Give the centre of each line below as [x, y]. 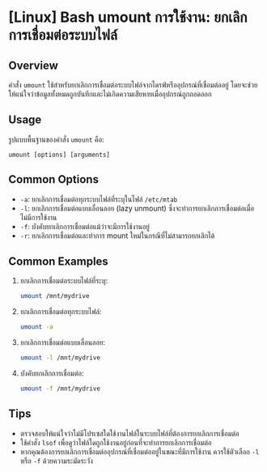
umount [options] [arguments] [59, 155]
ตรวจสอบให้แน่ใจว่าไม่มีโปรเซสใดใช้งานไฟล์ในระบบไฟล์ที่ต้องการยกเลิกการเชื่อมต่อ [129, 433]
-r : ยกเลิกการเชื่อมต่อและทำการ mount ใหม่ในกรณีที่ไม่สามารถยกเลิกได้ [117, 236]
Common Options [54, 179]
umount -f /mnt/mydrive [60, 389]
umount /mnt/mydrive [55, 296]
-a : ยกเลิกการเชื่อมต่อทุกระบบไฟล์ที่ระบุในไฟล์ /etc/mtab [99, 199]
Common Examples [59, 262]
